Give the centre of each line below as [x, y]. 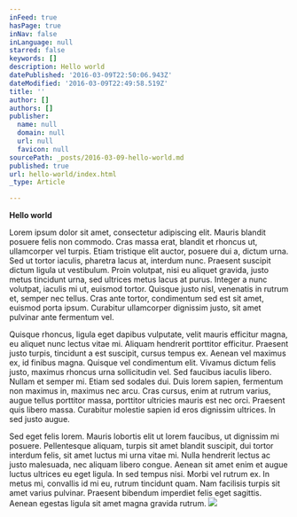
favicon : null [43, 149]
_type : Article [37, 183]
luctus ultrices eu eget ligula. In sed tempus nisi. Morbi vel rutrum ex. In [140, 474]
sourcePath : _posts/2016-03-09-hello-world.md [97, 157]
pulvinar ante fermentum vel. [62, 317]
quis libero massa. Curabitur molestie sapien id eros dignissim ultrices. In [143, 410]
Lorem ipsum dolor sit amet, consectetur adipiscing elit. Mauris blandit [137, 232]
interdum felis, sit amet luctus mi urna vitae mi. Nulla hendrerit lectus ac [140, 455]
